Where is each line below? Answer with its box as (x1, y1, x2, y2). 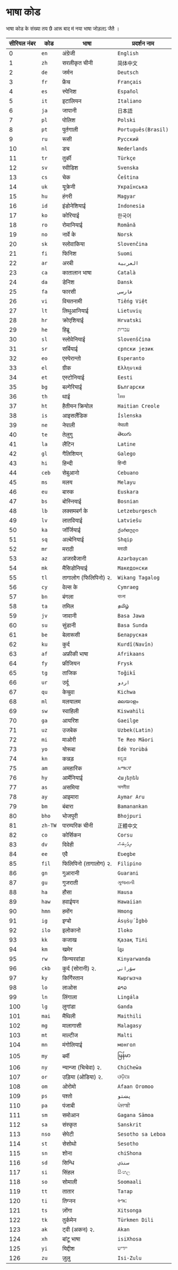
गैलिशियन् (62, 449, 83, 458)
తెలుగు (117, 431, 132, 437)
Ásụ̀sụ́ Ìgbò (117, 917, 148, 924)
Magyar (117, 193, 136, 199)
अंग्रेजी (62, 49, 76, 57)
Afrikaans (117, 651, 145, 657)
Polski (117, 117, 136, 123)
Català (117, 269, 136, 276)
